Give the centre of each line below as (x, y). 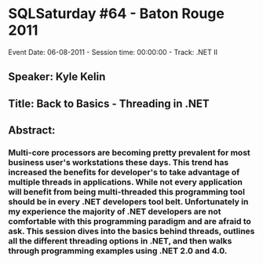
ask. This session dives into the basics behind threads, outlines (131, 231)
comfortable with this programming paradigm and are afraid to (130, 222)
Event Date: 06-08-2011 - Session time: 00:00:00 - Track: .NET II (113, 52)
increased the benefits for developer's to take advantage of (124, 172)
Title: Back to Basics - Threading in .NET (109, 103)
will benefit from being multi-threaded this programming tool (127, 192)
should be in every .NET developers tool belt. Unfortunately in (128, 202)
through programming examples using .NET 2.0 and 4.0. (118, 251)
